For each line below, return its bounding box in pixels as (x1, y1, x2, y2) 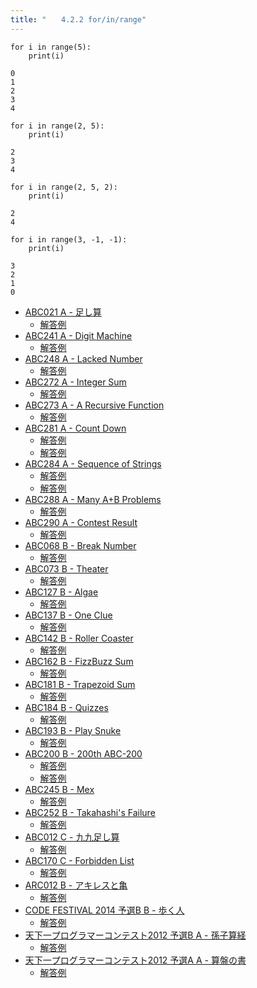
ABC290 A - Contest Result (24, 516, 138, 528)
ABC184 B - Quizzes (24, 701, 109, 713)
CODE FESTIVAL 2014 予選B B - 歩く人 (24, 904, 185, 916)
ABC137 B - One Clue (24, 609, 113, 621)
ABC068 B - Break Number (24, 539, 137, 551)
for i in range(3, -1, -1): (10, 234, 128, 245)
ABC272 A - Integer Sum (24, 376, 127, 388)
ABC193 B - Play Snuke (24, 724, 122, 736)
